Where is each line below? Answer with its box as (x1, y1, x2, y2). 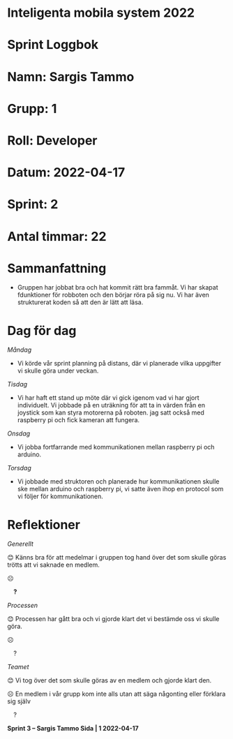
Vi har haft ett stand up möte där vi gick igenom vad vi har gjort (17, 394, 200, 402)
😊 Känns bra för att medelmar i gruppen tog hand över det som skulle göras (7, 553, 227, 562)
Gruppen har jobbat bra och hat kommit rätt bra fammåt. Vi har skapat (17, 283, 218, 292)
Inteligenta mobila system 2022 (7, 5, 195, 21)
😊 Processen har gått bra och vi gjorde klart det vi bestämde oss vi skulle (7, 615, 220, 623)
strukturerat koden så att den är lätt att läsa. (17, 298, 144, 306)
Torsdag (7, 464, 31, 472)
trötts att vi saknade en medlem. (7, 560, 100, 569)
